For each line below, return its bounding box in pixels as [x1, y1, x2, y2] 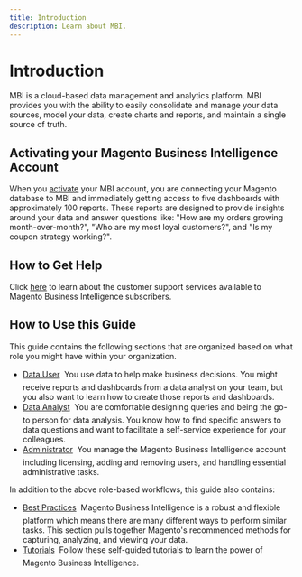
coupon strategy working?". [9, 231, 113, 242]
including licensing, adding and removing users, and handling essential [22, 457, 287, 468]
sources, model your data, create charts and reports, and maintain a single [9, 109, 287, 120]
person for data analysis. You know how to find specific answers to [32, 414, 282, 425]
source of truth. [9, 119, 68, 130]
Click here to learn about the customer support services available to [9, 282, 261, 293]
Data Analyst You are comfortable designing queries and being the [22, 401, 272, 412]
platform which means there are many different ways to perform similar [22, 515, 287, 526]
